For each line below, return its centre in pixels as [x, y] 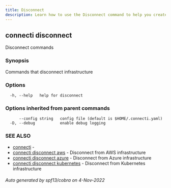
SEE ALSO [18, 136]
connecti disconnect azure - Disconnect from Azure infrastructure [82, 158]
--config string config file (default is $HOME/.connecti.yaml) [91, 119]
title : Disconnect [25, 10]
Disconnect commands [30, 48]
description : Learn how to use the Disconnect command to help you [78, 15]
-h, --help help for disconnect [46, 95]
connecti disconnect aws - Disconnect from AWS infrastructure [79, 152]
